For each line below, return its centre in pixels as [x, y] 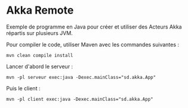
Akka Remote [40, 10]
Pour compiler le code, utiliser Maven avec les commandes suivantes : [93, 45]
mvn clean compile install [40, 55]
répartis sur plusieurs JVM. [39, 33]
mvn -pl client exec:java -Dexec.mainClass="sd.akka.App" [80, 99]
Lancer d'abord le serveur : [40, 66]
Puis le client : [23, 88]
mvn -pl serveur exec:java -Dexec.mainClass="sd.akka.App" [81, 77]
